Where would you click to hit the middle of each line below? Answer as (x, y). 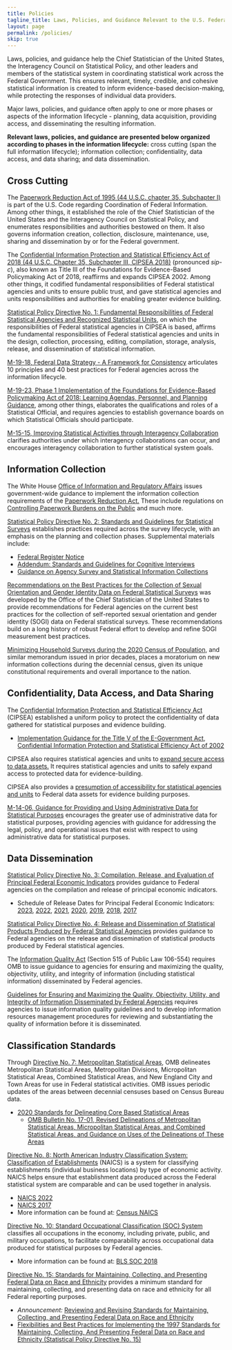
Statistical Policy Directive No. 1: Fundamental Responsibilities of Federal (110, 312)
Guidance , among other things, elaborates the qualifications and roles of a (113, 405)
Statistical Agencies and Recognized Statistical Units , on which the (102, 319)
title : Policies (30, 13)
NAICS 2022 (35, 1198)
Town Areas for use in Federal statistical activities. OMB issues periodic (109, 1084)
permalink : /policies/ (40, 33)
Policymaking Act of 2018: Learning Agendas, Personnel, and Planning (107, 397)
